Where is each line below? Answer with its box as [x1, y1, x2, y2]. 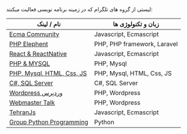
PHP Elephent [9, 40, 48, 48]
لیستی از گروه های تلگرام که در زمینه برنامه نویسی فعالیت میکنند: [6, 6, 153, 13]
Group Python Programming [9, 118, 88, 126]
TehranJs [9, 108, 36, 117]
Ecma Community [9, 30, 60, 38]
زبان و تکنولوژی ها [112, 20, 159, 28]
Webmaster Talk [9, 99, 55, 106]
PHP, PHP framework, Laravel [94, 40, 179, 48]
